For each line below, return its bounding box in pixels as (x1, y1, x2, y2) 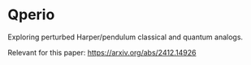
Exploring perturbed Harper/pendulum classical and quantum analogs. (7, 32, 244, 42)
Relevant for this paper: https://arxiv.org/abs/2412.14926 (7, 47, 197, 57)
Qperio (7, 6, 55, 24)
